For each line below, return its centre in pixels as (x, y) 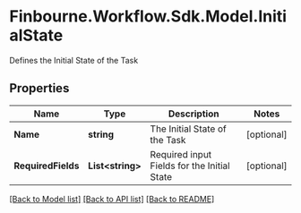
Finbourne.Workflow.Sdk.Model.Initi (148, 17)
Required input (181, 154)
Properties (39, 88)
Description (193, 114)
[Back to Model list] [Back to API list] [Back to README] (112, 199)
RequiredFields (47, 166)
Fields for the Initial (190, 166)
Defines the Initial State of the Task (74, 60)
